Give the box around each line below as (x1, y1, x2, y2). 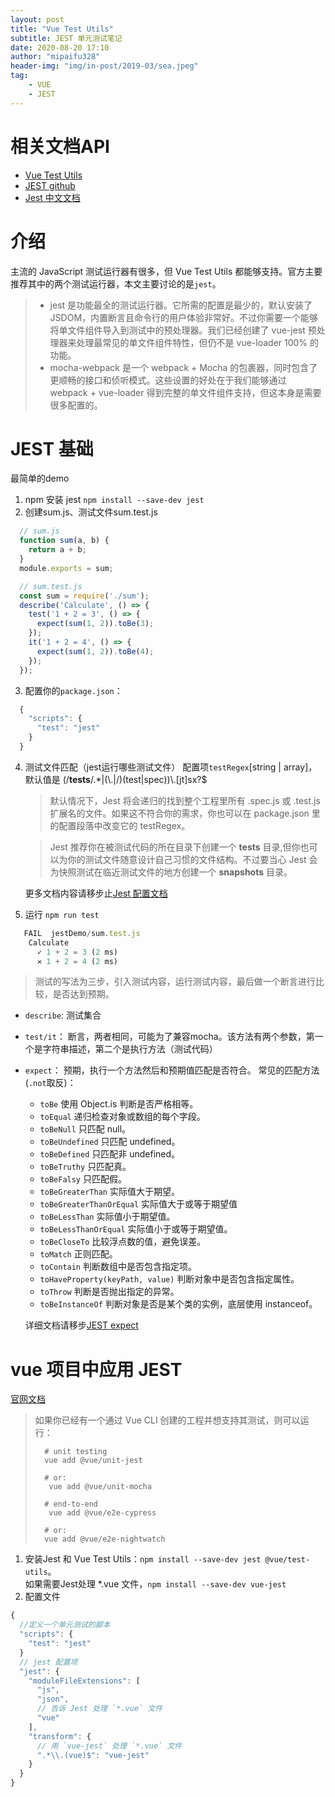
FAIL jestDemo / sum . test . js (23, 928, 141, 938)
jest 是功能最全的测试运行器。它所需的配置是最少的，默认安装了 (49, 299, 313, 311)
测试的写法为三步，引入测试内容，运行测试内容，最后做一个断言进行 (34, 976, 316, 988)
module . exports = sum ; (19, 563, 114, 573)
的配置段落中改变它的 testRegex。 (49, 819, 191, 831)
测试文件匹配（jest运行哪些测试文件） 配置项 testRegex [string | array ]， (24, 761, 318, 773)
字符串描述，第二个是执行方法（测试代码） (42, 1043, 218, 1055)
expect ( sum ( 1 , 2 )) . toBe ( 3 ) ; (36, 619, 155, 629)
